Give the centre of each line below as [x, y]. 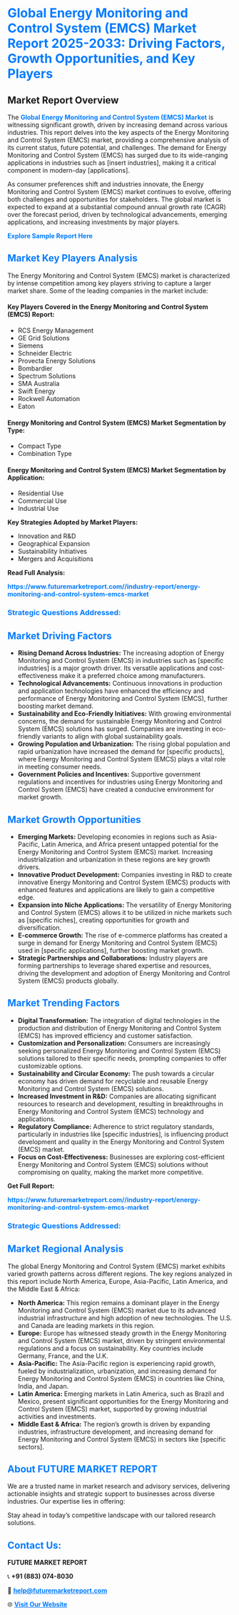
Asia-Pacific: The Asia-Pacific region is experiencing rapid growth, [117, 1363]
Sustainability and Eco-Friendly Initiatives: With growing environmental [124, 714]
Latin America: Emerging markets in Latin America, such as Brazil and [121, 1394]
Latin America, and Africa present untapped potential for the [130, 844]
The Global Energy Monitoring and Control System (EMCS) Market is [111, 117]
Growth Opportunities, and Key [101, 59]
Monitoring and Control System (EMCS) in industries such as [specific [120, 661]
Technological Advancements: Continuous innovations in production [120, 684]
